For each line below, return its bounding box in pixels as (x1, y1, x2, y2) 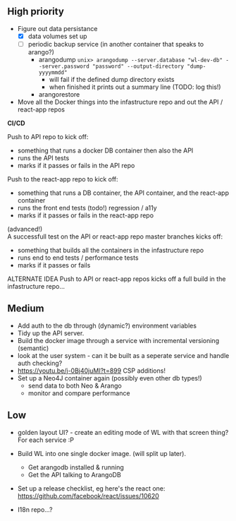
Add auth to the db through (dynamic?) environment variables (17, 321, 197, 330)
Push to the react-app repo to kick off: (7, 174, 118, 183)
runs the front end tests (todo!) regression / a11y (17, 203, 157, 212)
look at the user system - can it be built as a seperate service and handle (17, 351, 230, 359)
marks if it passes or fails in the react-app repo (17, 211, 154, 220)
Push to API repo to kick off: (7, 132, 89, 140)
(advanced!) (7, 224, 43, 233)
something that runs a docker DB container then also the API (17, 146, 194, 155)
